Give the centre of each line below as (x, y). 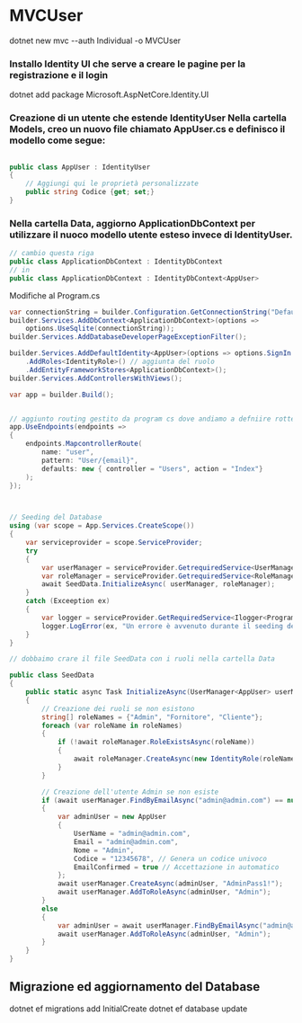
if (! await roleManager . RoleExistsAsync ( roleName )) (156, 743)
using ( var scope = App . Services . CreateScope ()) (102, 526)
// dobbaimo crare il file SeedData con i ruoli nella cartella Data (142, 659)
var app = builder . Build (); (62, 395)
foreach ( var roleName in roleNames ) (112, 725)
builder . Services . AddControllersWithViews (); (96, 378)
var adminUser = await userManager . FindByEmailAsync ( (160, 925)
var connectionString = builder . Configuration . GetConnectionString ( (140, 312)
